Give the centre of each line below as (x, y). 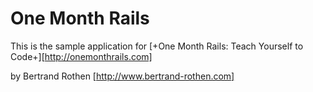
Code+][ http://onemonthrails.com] (81, 56)
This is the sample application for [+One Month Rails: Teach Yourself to (157, 46)
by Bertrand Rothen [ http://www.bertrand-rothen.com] (122, 76)
